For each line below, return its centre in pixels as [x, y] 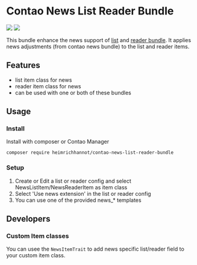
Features [23, 65]
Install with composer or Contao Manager [58, 142]
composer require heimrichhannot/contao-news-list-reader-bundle [90, 153]
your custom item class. [36, 255]
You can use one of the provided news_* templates [78, 200]
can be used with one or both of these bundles [73, 93]
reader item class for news [48, 86]
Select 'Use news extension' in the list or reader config [83, 193]
